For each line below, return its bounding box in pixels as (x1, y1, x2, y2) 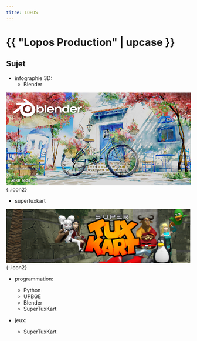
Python (23, 286, 41, 293)
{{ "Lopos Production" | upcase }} (6, 35, 175, 49)
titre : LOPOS (6, 9, 38, 15)
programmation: (14, 275, 54, 282)
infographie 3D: (14, 74, 53, 82)
